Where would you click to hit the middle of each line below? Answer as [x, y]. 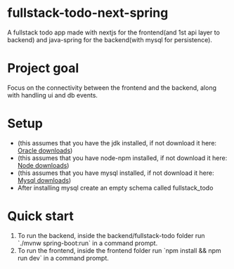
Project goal [43, 68]
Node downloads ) [43, 165]
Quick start [40, 216]
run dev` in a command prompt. [63, 258]
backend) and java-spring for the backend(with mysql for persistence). [110, 39]
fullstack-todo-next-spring [88, 13]
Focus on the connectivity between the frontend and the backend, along [112, 87]
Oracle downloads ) [45, 150]
